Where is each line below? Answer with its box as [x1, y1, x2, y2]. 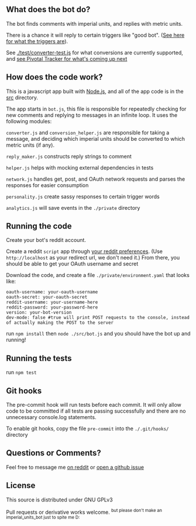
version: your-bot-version [6, 310, 72, 316]
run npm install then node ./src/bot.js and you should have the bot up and [6, 330, 191, 337]
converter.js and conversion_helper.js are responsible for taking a [6, 129, 170, 136]
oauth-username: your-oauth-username [6, 289, 98, 295]
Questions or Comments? [6, 448, 101, 458]
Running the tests [6, 353, 72, 363]
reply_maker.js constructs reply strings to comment [6, 153, 132, 160]
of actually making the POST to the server [6, 320, 114, 326]
